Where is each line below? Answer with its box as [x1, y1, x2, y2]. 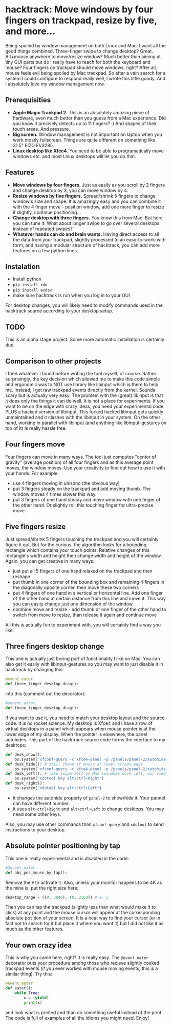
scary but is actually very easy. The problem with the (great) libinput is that [5, 392, 163, 398]
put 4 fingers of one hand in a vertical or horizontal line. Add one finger [12, 589, 163, 596]
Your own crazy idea [5, 941, 72, 949]
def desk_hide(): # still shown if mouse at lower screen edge [5, 761, 143, 767]
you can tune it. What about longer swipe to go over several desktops [12, 220, 160, 226]
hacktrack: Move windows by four [5, 4, 154, 15]
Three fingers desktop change [5, 642, 104, 651]
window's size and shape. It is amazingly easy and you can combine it [12, 198, 161, 204]
